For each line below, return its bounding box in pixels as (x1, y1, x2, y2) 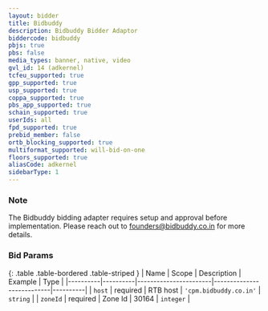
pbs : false (8, 49, 45, 57)
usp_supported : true (8, 86, 78, 95)
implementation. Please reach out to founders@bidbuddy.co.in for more (8, 221, 246, 231)
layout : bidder (8, 11, 59, 20)
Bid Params (8, 250, 54, 261)
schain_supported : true (8, 109, 88, 117)
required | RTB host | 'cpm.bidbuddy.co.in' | (114, 285, 261, 295)
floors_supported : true (8, 153, 88, 161)
